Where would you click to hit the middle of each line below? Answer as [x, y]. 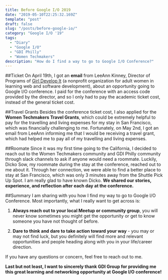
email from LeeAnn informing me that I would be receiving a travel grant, [80, 133]
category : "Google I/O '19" [35, 33]
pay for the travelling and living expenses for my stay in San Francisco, [78, 123]
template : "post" [23, 19]
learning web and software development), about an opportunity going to [80, 86]
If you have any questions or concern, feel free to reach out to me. [74, 257]
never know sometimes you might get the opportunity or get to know [83, 216]
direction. [22, 247]
